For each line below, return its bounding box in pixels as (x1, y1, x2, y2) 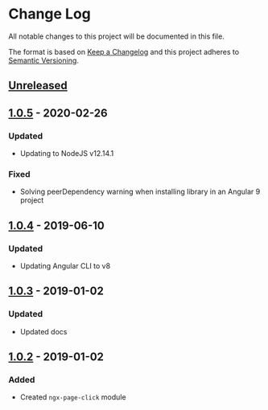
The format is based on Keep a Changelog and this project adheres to (8, 47, 240, 56)
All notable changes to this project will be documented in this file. (8, 31, 225, 41)
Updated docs (19, 326, 68, 336)
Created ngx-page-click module (19, 392, 126, 402)
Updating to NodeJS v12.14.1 (19, 149, 114, 158)
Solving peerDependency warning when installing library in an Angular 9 (19, 187, 261, 197)
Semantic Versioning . (8, 55, 79, 65)
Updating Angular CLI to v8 (19, 261, 111, 270)
